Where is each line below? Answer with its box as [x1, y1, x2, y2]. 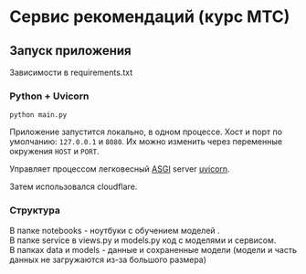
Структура [9, 204, 61, 216]
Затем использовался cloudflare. [9, 181, 138, 193]
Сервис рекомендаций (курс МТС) [9, 6, 290, 27]
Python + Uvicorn [9, 90, 90, 102]
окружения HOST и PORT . [9, 146, 100, 157]
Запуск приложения [9, 43, 132, 58]
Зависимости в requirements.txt [9, 67, 133, 78]
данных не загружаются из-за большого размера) [9, 254, 207, 265]
